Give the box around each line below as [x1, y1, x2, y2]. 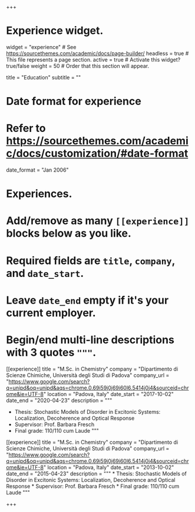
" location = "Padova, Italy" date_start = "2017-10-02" [43, 390, 174, 397]
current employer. [6, 306, 96, 320]
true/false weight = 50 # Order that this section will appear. [6, 62, 150, 69]
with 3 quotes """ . [6, 346, 97, 359]
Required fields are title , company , [6, 254, 176, 267]
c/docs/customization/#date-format [6, 147, 189, 160]
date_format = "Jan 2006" [6, 166, 69, 173]
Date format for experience [6, 95, 141, 108]
